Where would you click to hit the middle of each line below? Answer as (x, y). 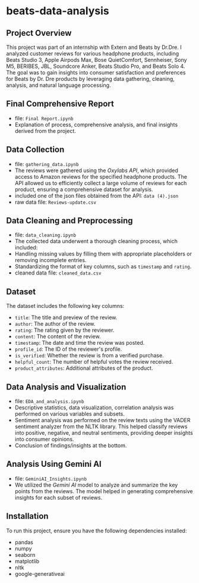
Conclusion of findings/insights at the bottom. (71, 445)
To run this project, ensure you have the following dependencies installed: (97, 531)
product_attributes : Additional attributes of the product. (84, 368)
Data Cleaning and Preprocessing (70, 221)
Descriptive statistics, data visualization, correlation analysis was (94, 408)
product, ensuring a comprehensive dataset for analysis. (84, 189)
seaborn (25, 554)
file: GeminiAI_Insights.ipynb (51, 478)
